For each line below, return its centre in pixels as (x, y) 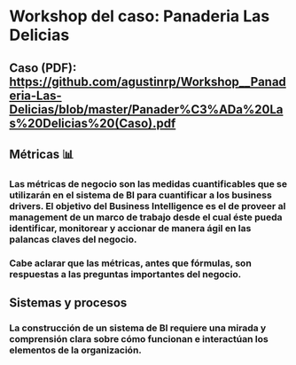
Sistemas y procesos (68, 303)
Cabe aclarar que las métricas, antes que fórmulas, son (131, 263)
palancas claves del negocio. (73, 239)
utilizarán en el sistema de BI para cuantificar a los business (140, 195)
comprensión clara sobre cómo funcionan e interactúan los (139, 339)
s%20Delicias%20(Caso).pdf (93, 123)
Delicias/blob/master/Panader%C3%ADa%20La (146, 109)
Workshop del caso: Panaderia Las (140, 16)
